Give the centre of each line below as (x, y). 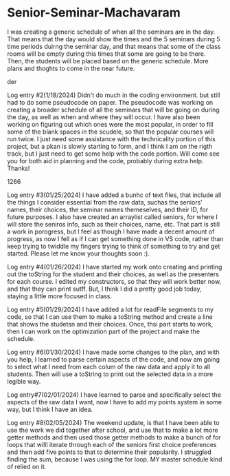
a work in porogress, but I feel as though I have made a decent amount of (111, 231)
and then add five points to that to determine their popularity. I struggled (109, 452)
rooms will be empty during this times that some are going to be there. (106, 54)
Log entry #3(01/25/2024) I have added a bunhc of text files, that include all (114, 195)
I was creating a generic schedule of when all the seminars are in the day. (111, 32)
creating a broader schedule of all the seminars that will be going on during (113, 110)
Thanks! (19, 168)
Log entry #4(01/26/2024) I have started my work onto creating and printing (115, 267)
